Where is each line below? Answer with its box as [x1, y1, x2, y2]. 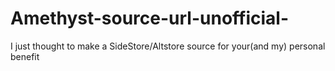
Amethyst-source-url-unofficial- [10, 7, 290, 30]
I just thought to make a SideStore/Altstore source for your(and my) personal [10, 40, 326, 52]
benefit [10, 50, 40, 62]
